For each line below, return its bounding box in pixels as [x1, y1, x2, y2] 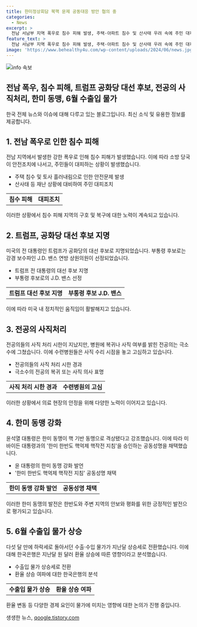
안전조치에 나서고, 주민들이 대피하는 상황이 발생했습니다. [12, 161, 141, 168]
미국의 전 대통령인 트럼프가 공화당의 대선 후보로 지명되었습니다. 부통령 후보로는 [6, 247, 186, 254]
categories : [6, 14, 35, 20]
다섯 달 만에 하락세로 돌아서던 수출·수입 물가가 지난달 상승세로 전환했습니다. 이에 [6, 543, 189, 550]
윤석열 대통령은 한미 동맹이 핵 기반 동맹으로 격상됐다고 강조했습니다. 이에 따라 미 [6, 434, 189, 442]
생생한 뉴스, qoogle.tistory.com [6, 613, 80, 621]
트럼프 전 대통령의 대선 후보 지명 [14, 267, 89, 274]
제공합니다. [6, 118, 32, 125]
